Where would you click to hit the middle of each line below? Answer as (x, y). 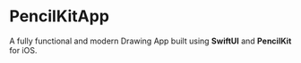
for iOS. (23, 50)
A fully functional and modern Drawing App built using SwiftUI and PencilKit (150, 41)
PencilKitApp (60, 16)
